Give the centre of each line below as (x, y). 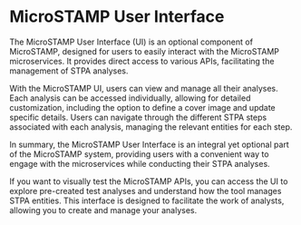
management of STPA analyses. (69, 71)
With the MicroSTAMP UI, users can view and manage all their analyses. (144, 88)
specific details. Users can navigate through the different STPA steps (138, 117)
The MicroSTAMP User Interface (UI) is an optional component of (131, 42)
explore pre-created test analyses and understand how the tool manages (146, 191)
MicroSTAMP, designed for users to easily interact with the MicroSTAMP (144, 51)
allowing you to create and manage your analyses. (103, 210)
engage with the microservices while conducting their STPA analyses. (140, 163)
